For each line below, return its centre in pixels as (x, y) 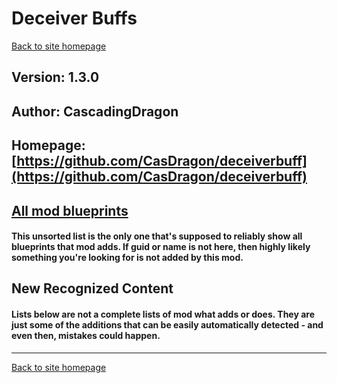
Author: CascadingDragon (95, 111)
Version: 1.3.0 (55, 77)
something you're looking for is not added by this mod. (127, 258)
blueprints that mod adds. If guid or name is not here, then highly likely (161, 247)
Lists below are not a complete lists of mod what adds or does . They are (163, 314)
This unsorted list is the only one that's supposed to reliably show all (157, 236)
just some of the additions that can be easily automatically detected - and (167, 325)
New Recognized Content (92, 288)
